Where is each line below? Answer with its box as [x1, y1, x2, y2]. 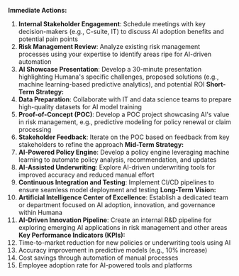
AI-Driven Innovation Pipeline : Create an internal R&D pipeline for [18, 216, 212, 224]
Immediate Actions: [8, 6, 67, 14]
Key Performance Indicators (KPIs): [18, 231, 126, 239]
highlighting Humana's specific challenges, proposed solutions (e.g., [18, 72, 219, 81]
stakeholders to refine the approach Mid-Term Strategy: [18, 140, 184, 148]
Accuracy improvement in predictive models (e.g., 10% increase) [18, 246, 208, 254]
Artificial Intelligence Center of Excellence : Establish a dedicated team [18, 193, 229, 202]
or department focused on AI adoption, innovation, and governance [18, 201, 216, 209]
